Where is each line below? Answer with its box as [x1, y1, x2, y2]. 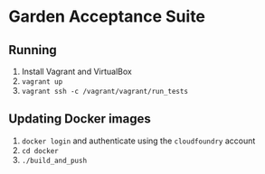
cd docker [21, 146, 60, 155]
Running [8, 42, 58, 58]
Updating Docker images [8, 111, 151, 127]
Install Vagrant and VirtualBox [21, 66, 132, 77]
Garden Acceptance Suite [8, 6, 205, 27]
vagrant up [21, 78, 63, 87]
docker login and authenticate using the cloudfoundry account [21, 135, 256, 146]
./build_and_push [21, 156, 88, 165]
